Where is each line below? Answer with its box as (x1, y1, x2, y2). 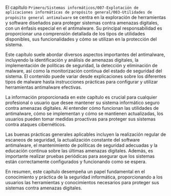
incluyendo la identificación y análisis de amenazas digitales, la (5, 57, 139, 63)
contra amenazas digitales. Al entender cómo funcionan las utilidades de (5, 105, 159, 111)
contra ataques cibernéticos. (5, 122, 66, 127)
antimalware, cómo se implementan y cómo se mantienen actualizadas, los (5, 110, 164, 116)
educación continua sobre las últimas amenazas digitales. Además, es (5, 148, 154, 153)
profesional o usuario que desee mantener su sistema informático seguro (5, 100, 160, 106)
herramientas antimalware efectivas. (5, 84, 82, 90)
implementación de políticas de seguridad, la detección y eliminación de (5, 63, 158, 68)
